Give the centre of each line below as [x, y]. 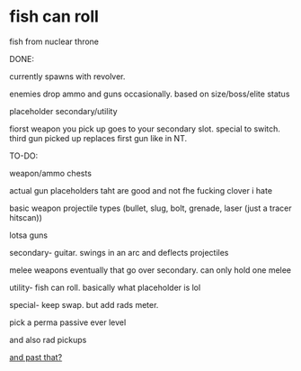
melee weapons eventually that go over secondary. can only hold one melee [150, 270]
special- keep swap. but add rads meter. [84, 304]
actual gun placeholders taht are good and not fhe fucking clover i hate [141, 190]
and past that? [36, 357]
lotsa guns [28, 235]
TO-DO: [24, 156]
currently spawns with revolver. [67, 76]
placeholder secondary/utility [64, 111]
